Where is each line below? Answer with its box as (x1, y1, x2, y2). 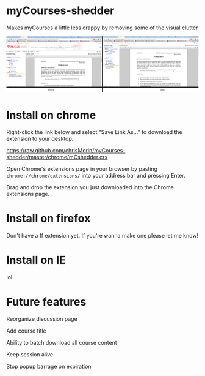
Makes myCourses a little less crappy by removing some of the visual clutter (6, 24, 198, 31)
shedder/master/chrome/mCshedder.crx (6, 154, 108, 161)
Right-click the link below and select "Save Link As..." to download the (6, 129, 183, 136)
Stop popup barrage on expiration (6, 363, 92, 370)
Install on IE (6, 254, 66, 267)
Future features (6, 295, 87, 309)
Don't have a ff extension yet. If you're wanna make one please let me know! (6, 231, 199, 239)
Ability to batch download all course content (6, 339, 117, 346)
